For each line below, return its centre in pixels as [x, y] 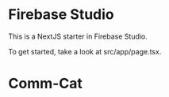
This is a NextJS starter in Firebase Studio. [78, 36]
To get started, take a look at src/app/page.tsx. [85, 51]
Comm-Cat [46, 84]
